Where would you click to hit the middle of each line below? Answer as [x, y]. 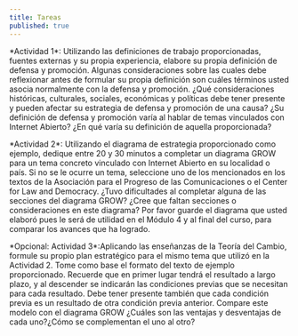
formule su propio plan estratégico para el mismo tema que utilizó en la [139, 255]
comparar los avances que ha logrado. [80, 228]
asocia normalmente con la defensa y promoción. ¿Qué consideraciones [142, 89]
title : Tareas [36, 17]
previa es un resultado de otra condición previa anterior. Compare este [139, 302]
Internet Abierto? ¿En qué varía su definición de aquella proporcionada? [141, 126]
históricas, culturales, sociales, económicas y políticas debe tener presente [147, 98]
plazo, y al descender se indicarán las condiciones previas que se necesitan [149, 284]
